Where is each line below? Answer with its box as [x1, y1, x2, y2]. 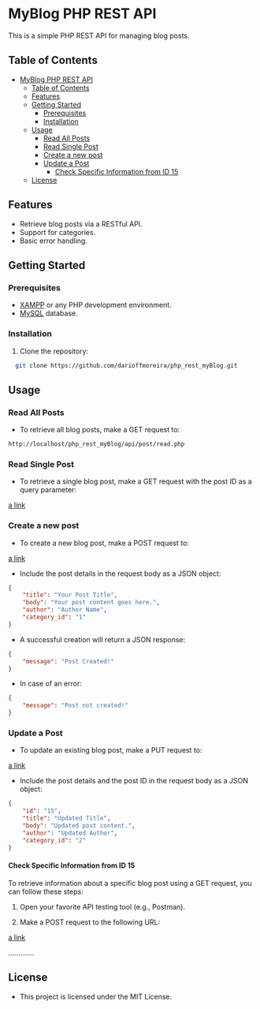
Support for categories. [19, 227, 96, 237]
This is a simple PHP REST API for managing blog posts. [8, 31, 190, 40]
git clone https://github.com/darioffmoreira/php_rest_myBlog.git [15, 361, 238, 369]
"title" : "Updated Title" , [22, 814, 111, 823]
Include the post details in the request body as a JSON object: [19, 569, 221, 578]
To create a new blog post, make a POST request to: [19, 538, 189, 547]
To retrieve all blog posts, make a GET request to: [19, 425, 180, 435]
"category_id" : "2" [22, 836, 87, 844]
